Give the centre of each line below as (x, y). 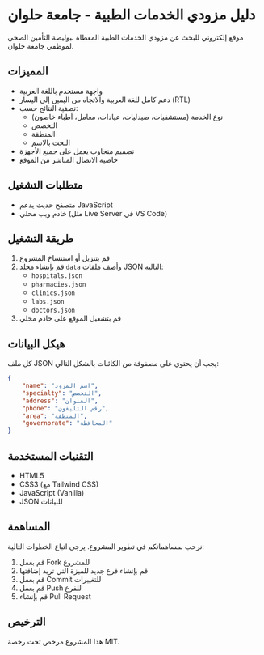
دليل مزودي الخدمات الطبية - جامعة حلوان (132, 15)
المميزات (28, 72)
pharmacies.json (59, 285)
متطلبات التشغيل (45, 185)
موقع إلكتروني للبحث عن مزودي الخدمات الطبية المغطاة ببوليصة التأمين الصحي (126, 37)
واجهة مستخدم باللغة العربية (61, 91)
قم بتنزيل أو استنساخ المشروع (65, 258)
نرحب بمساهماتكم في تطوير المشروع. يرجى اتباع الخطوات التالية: (106, 546)
